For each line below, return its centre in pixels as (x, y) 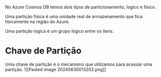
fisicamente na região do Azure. (37, 22)
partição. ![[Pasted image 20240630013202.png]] (56, 69)
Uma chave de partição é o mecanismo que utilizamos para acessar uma (79, 64)
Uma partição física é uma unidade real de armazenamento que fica (74, 16)
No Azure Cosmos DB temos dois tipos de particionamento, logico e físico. (80, 7)
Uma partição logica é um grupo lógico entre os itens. (59, 31)
